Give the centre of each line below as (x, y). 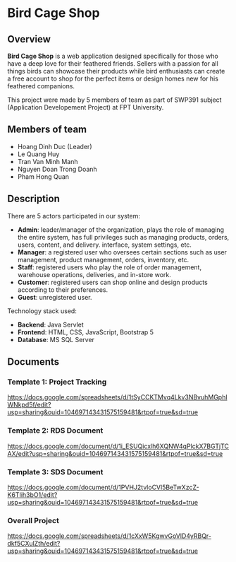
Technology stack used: (42, 311)
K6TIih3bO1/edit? (32, 494)
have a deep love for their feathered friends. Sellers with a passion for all (113, 64)
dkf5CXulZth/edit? (34, 544)
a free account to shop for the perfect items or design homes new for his (113, 78)
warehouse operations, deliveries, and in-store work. (94, 274)
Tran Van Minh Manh (48, 161)
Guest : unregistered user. (55, 297)
